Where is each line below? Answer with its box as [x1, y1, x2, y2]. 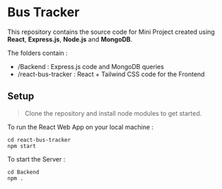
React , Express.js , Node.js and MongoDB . [7, 35, 133, 43]
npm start [7, 142, 37, 150]
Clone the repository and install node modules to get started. [24, 109, 202, 117]
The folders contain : [7, 49, 69, 57]
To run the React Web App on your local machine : [7, 123, 154, 131]
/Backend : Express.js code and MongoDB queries [17, 62, 165, 71]
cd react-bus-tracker [7, 136, 71, 143]
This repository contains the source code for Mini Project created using [7, 28, 216, 36]
